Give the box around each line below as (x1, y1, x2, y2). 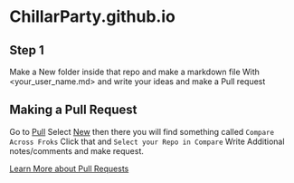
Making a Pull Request (9, 102, 138, 118)
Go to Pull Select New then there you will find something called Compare (9, 126, 274, 137)
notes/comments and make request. (9, 145, 145, 156)
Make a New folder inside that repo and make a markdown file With (9, 66, 261, 77)
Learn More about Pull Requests (9, 163, 129, 174)
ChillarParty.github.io (9, 6, 176, 27)
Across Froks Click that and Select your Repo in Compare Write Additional (9, 136, 285, 147)
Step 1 (9, 43, 45, 58)
